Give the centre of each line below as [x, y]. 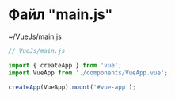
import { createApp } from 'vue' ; [65, 65]
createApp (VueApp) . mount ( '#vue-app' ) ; [72, 87]
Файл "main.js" [61, 15]
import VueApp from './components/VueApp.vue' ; [88, 73]
